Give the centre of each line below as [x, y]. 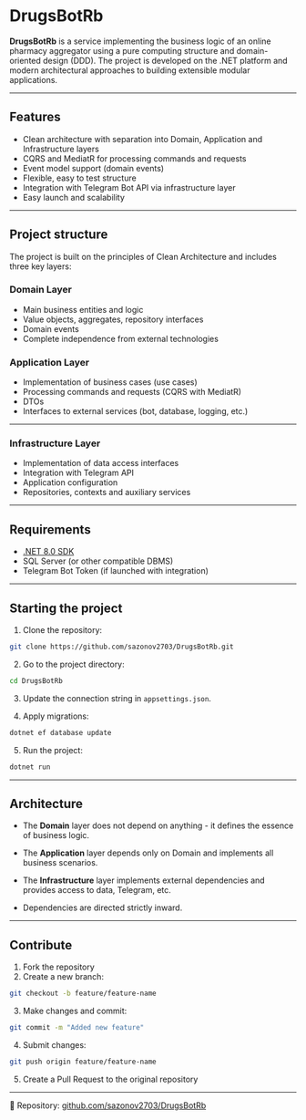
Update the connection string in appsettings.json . [117, 698]
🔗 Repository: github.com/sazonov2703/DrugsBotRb [108, 1105]
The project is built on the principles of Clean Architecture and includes [143, 256]
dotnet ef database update [61, 732]
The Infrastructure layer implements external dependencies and [144, 880]
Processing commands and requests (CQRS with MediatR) [132, 392]
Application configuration [70, 482]
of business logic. [56, 835]
